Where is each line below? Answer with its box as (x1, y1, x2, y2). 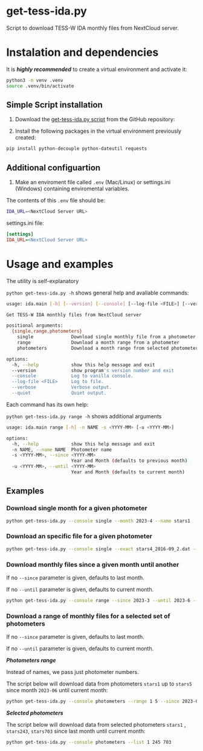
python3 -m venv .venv (6, 77, 63, 83)
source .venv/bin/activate (6, 83, 74, 89)
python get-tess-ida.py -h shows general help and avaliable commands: (6, 289, 189, 296)
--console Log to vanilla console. (11, 373, 134, 379)
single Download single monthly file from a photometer (17, 334, 196, 340)
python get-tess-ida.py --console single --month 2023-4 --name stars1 (6, 518, 190, 524)
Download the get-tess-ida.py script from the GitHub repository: (14, 116, 175, 123)
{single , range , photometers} (11, 329, 83, 335)
